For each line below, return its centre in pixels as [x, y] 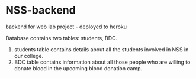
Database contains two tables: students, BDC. [62, 38]
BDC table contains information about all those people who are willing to [102, 62]
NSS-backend [41, 10]
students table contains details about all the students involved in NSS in [101, 49]
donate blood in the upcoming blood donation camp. [78, 68]
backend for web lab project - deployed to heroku [66, 27]
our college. [29, 56]
